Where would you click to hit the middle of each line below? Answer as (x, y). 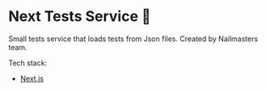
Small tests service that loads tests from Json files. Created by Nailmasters (133, 39)
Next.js (32, 78)
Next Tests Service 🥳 (80, 17)
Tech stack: (27, 63)
